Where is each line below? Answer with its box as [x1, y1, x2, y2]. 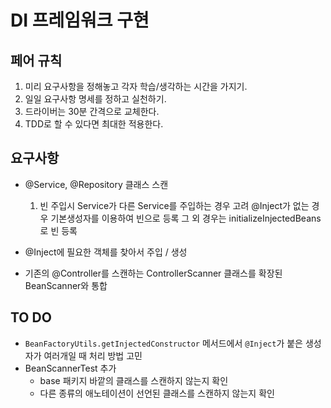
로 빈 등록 [39, 224, 78, 236]
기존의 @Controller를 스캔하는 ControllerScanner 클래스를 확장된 [24, 267, 283, 279]
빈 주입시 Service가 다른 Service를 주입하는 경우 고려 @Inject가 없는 [39, 199, 310, 211]
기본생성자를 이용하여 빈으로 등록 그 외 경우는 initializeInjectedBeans [50, 212, 322, 224]
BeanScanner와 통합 [24, 279, 108, 291]
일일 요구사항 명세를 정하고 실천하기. [24, 93, 167, 105]
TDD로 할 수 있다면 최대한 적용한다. [24, 118, 164, 130]
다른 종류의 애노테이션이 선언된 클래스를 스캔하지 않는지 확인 [39, 387, 275, 399]
